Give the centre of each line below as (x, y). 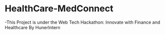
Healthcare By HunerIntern (33, 27)
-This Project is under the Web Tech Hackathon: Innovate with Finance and (82, 22)
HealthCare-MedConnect (59, 9)
